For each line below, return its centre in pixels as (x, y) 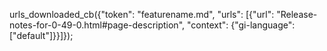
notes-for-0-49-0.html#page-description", (97, 25)
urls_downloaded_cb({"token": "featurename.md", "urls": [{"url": (142, 14)
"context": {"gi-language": (241, 25)
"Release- (297, 14)
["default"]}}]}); (41, 35)
